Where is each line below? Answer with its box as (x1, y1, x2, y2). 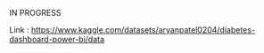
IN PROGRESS (9, 8, 62, 18)
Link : (9, 25, 29, 34)
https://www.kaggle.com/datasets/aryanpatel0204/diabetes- (30, 25, 256, 34)
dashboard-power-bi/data (9, 34, 105, 44)
